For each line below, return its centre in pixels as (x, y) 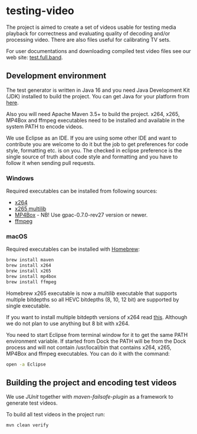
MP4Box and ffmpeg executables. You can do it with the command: (88, 353)
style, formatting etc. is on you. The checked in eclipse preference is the (94, 150)
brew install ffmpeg (32, 282)
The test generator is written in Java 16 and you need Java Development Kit (98, 90)
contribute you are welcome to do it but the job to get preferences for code (97, 144)
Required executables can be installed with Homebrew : (73, 249)
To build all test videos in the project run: (55, 415)
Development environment (56, 76)
